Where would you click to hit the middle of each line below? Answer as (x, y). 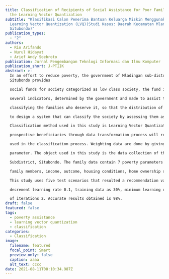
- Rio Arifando (26, 47)
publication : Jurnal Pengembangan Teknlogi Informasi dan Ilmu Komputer (83, 62)
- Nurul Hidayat (27, 52)
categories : (18, 232)
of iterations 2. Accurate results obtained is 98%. (66, 199)
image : (12, 241)
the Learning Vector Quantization (46, 15)
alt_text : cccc (26, 264)
